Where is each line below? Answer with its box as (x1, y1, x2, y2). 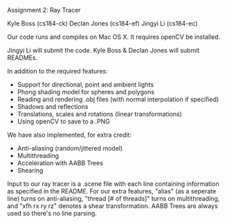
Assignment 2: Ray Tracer (7, 6, 81, 14)
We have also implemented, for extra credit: (7, 131, 131, 139)
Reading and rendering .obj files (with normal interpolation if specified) (17, 95, 219, 103)
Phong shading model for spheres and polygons (17, 88, 154, 96)
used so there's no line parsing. (7, 209, 97, 217)
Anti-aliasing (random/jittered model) (17, 144, 123, 152)
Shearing (17, 166, 44, 174)
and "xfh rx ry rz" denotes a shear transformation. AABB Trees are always (7, 202, 218, 210)
